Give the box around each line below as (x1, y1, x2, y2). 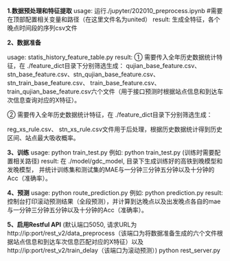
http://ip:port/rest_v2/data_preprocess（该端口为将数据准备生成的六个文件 (7, 229, 218, 237)
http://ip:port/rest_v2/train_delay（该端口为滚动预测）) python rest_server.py (7, 247, 221, 254)
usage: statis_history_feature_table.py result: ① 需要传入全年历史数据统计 (7, 53, 217, 61)
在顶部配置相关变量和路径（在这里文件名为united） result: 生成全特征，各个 (7, 15, 221, 23)
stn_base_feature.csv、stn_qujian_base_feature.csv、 (7, 70, 159, 78)
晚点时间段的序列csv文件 (7, 24, 78, 32)
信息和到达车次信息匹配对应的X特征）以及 (25, 238, 144, 246)
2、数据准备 (7, 38, 41, 47)
